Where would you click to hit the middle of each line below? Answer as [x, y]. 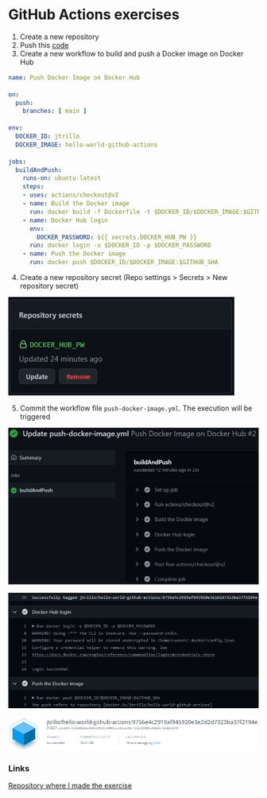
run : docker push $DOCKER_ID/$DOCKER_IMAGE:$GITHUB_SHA [124, 263]
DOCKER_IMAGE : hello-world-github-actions [87, 145]
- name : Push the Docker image [74, 254]
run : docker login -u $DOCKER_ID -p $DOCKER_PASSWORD [120, 245]
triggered [35, 417]
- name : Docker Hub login [66, 220]
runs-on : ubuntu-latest [62, 178]
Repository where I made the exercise [70, 786]
